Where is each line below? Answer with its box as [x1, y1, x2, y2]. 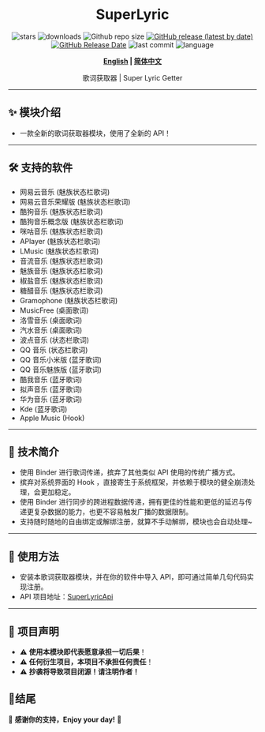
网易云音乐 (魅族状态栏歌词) [19, 187, 110, 197]
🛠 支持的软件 [8, 161, 73, 175]
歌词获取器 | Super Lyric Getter [82, 73, 183, 82]
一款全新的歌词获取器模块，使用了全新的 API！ [19, 128, 172, 137]
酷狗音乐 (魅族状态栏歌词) [19, 207, 103, 216]
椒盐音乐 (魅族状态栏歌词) [19, 276, 103, 285]
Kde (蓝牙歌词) [19, 404, 68, 414]
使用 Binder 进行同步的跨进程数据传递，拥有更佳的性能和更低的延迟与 [19, 497, 246, 507]
